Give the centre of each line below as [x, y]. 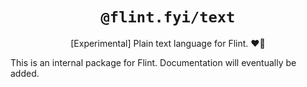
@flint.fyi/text [168, 17]
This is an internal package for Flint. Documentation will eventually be [153, 62]
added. [25, 73]
